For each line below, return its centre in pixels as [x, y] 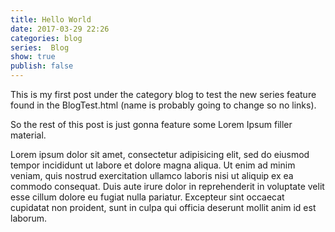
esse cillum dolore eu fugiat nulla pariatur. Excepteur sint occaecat [147, 197]
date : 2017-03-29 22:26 [60, 29]
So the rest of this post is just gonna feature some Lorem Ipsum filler [151, 124]
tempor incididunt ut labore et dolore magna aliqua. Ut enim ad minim [153, 165]
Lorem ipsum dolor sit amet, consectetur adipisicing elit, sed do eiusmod [160, 154]
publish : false [42, 66]
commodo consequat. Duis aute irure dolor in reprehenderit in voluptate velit [167, 186]
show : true [33, 57]
